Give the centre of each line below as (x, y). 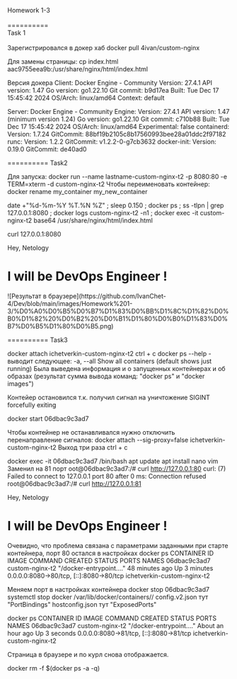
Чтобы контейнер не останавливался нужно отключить (91, 432)
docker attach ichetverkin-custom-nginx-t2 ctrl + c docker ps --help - (109, 353)
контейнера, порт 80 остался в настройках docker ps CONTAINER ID (111, 553)
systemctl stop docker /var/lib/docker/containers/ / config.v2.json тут (108, 597)
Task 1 (17, 33)
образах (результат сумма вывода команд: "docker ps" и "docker (106, 376)
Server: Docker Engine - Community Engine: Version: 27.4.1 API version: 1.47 (118, 112)
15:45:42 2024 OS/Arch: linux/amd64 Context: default (86, 98)
